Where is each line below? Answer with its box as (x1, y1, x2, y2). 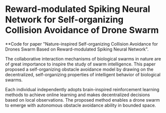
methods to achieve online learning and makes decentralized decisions (5, 92, 150, 98)
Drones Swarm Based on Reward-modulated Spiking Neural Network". (5, 46, 149, 52)
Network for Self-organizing (5, 14, 124, 25)
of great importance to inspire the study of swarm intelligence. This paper (5, 61, 156, 67)
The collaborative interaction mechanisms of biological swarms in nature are (5, 56, 161, 61)
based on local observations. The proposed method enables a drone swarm (5, 97, 160, 103)
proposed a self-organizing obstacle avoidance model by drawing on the (5, 66, 154, 72)
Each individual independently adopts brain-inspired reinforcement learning (5, 86, 160, 92)
